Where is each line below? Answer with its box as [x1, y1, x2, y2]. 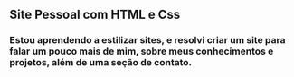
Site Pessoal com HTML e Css [9, 7, 181, 22]
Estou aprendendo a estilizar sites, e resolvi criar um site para [9, 34, 286, 47]
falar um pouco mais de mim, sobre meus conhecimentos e [9, 45, 274, 57]
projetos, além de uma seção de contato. [9, 56, 193, 69]
